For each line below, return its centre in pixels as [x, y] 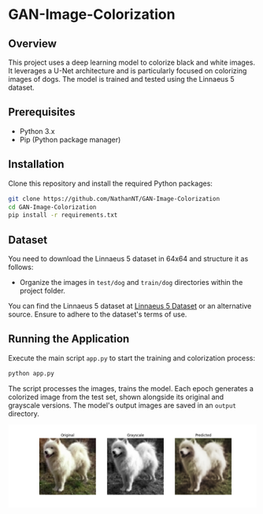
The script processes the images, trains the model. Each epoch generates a [131, 388]
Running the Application [69, 339]
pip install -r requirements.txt [63, 215]
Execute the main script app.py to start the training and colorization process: [132, 358]
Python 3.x [37, 131]
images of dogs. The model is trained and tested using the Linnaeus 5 [121, 79]
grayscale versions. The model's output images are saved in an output [122, 405]
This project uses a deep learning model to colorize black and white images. [132, 62]
